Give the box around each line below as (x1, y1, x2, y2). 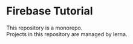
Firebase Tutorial (6, 4, 93, 18)
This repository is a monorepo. (6, 24, 83, 31)
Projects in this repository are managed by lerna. (6, 30, 128, 37)
